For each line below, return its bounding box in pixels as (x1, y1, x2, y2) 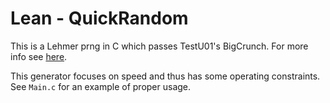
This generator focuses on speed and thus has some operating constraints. (10, 70, 321, 82)
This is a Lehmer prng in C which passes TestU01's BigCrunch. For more (10, 40, 309, 52)
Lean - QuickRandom (10, 7, 189, 30)
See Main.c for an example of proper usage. (10, 80, 192, 92)
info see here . (10, 50, 68, 62)
